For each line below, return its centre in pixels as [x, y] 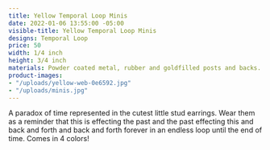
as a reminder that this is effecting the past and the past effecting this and [131, 122]
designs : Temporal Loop [48, 38]
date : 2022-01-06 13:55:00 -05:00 [66, 23]
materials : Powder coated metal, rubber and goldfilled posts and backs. [135, 68]
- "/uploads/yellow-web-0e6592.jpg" [70, 83]
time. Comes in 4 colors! [49, 139]
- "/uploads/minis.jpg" [48, 90]
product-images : [35, 75]
